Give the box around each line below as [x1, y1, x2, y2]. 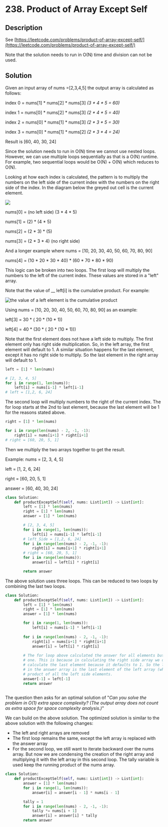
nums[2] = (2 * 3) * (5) [5, 228, 52, 234]
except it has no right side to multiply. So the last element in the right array [5, 352, 158, 358]
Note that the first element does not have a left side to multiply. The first [5, 336, 153, 342]
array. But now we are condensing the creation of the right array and [12, 751, 154, 757]
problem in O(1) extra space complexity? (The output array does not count [5, 700, 158, 706]
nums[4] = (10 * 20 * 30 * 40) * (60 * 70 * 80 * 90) [5, 257, 113, 263]
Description [5, 24, 42, 32]
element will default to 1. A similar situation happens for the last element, [5, 346, 154, 352]
